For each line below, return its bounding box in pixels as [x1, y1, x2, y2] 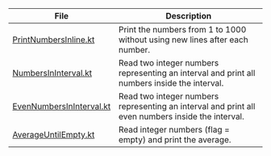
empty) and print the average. [118, 134, 231, 145]
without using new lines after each [118, 34, 248, 45]
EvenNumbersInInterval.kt [12, 101, 111, 112]
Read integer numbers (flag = [118, 124, 230, 135]
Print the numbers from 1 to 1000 [118, 24, 247, 35]
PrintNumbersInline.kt [12, 34, 95, 45]
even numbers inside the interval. [118, 111, 244, 122]
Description [165, 11, 212, 21]
